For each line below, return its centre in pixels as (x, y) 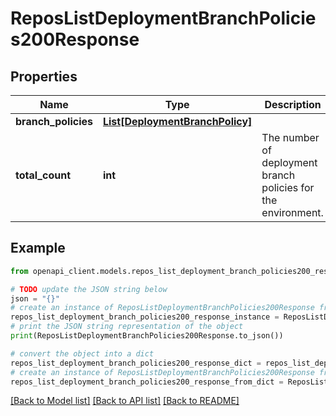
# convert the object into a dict (82, 353)
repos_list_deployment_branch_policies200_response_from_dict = (147, 382)
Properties (44, 76)
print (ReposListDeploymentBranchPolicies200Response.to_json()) (147, 336)
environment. (292, 212)
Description (293, 104)
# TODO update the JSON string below (89, 289)
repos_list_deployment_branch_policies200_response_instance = (145, 317)
